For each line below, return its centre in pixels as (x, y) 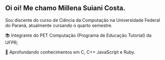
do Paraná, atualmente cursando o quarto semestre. (59, 25)
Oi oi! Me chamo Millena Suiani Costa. (65, 8)
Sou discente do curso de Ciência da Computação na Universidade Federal (83, 20)
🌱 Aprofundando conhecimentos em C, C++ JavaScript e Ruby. (70, 52)
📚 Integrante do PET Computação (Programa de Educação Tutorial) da (78, 35)
